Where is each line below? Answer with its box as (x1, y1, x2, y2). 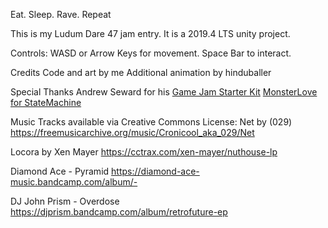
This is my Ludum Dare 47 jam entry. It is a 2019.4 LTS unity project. (10, 28, 291, 39)
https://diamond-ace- (111, 165, 200, 177)
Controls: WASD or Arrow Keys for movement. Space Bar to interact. (10, 47, 292, 59)
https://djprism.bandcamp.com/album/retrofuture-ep (10, 206, 228, 218)
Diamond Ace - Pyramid (10, 165, 110, 177)
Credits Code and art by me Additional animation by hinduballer (10, 67, 272, 78)
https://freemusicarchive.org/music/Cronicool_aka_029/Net (10, 127, 255, 138)
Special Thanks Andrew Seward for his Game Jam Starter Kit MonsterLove (10, 86, 318, 98)
